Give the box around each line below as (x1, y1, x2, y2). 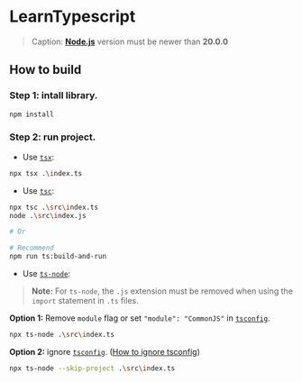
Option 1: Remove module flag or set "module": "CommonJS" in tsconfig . (9, 313, 270, 323)
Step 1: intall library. (9, 89, 98, 102)
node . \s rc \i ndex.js (9, 211, 87, 220)
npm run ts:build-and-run (9, 252, 106, 261)
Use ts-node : (22, 268, 70, 279)
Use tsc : (22, 185, 55, 196)
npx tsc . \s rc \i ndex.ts (9, 203, 99, 212)
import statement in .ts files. (31, 296, 139, 306)
